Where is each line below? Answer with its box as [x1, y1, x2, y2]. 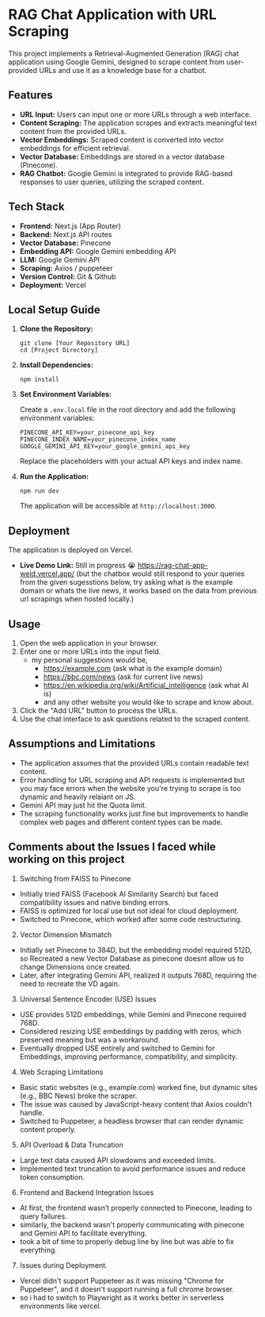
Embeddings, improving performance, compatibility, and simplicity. [19, 1051, 238, 1061]
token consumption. [19, 1172, 85, 1181]
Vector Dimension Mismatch [19, 930, 112, 939]
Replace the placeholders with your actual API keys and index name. [19, 456, 243, 466]
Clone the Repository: [19, 324, 93, 334]
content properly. [19, 1124, 77, 1134]
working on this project [8, 853, 125, 866]
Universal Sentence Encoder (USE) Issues [19, 994, 157, 1004]
